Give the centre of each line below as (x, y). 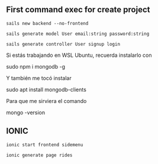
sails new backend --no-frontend (47, 23)
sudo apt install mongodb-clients (46, 89)
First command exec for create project (78, 10)
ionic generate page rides (39, 155)
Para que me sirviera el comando (46, 101)
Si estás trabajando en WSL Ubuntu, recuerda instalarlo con (79, 55)
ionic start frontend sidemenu (45, 144)
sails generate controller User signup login (63, 44)
